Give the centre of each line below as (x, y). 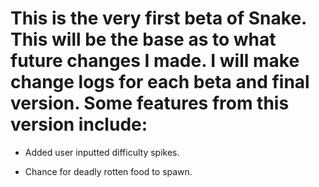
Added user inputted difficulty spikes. (102, 152)
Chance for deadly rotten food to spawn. (108, 171)
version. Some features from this (150, 103)
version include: (79, 124)
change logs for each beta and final (160, 82)
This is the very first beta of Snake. (158, 18)
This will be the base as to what (143, 39)
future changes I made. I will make (155, 61)
